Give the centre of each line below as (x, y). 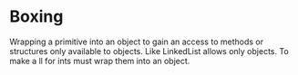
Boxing (36, 17)
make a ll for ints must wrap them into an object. (100, 61)
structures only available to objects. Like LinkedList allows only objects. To (149, 51)
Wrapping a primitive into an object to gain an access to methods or (137, 42)
